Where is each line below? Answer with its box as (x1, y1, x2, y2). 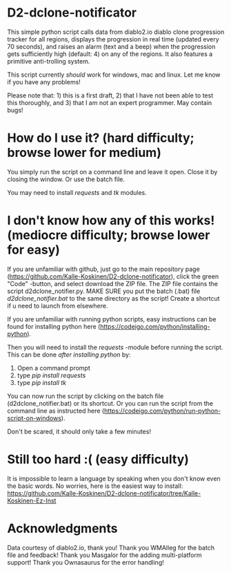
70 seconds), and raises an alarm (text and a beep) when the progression (7, 42, 216, 50)
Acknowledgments (7, 520, 119, 536)
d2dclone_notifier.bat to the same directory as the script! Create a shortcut (7, 294, 220, 302)
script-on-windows (7, 413, 62, 422)
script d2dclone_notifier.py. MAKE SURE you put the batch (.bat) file (7, 287, 201, 295)
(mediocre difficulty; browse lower (7, 227, 210, 243)
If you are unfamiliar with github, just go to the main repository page (7, 265, 200, 273)
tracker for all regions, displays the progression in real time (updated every (7, 35, 219, 43)
